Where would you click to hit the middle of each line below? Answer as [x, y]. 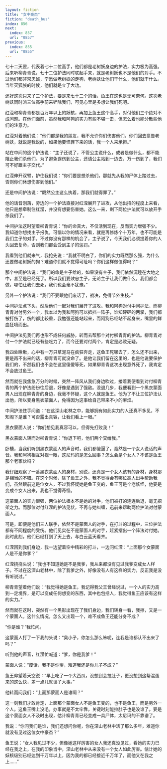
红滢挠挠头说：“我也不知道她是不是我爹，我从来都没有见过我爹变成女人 [78, 564]
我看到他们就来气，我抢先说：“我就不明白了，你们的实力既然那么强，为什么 [83, 255]
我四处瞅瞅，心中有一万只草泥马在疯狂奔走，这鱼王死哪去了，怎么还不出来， [83, 352]
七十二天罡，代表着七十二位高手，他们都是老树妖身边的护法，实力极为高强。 [83, 66]
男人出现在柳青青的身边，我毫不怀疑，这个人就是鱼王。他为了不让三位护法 [81, 393]
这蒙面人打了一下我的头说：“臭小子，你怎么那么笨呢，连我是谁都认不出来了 [83, 637]
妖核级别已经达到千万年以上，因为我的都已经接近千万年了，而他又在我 [77, 755]
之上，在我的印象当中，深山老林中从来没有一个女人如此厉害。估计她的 [90, 749]
